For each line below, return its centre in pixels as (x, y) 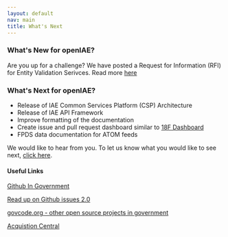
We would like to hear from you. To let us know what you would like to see (112, 148)
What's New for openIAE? (51, 50)
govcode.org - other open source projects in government (88, 213)
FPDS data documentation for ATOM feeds (77, 134)
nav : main (21, 20)
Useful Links (25, 171)
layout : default (30, 13)
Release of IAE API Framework (60, 112)
